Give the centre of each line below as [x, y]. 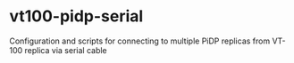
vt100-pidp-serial [76, 16]
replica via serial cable [66, 50]
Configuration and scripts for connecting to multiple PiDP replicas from [140, 41]
